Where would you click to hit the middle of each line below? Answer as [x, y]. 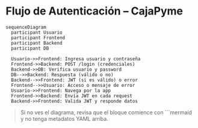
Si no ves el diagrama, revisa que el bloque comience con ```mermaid [106, 112]
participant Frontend [38, 37]
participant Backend [37, 43]
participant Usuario [37, 32]
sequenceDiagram [26, 27]
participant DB [30, 48]
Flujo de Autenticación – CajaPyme [94, 11]
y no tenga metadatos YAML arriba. [64, 118]
